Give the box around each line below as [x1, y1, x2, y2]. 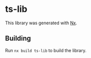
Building [5, 34, 31, 43]
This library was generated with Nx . [5, 20, 77, 26]
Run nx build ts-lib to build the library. [5, 47, 87, 53]
